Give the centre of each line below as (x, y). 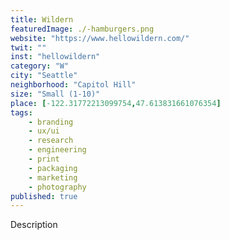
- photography (57, 187)
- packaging (53, 168)
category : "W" (40, 66)
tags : (21, 112)
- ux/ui (44, 131)
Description (34, 225)
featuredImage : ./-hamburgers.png (82, 29)
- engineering (57, 150)
